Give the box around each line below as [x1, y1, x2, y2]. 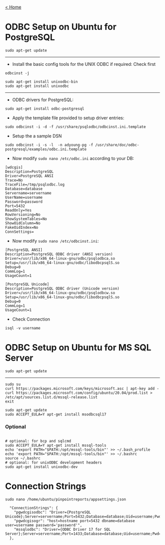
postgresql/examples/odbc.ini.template [5, 147, 87, 152]
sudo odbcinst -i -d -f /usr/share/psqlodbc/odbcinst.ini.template [5, 124, 146, 129]
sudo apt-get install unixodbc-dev [5, 464, 78, 469]
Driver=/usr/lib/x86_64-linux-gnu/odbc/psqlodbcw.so [5, 290, 115, 295]
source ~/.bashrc [5, 456, 41, 461]
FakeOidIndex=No [5, 225, 38, 230]
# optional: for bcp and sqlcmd [5, 439, 71, 444]
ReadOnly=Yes [5, 208, 32, 213]
